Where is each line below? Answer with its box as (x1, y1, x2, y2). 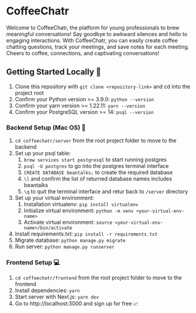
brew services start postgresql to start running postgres (23, 156, 167, 163)
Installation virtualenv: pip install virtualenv (23, 201, 139, 208)
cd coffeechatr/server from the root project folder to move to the (14, 137, 177, 145)
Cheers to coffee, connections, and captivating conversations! (6, 49, 160, 56)
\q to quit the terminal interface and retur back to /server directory (23, 188, 188, 195)
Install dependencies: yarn (14, 287, 80, 294)
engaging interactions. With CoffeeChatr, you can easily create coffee (6, 37, 178, 44)
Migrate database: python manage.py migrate (14, 237, 125, 244)
